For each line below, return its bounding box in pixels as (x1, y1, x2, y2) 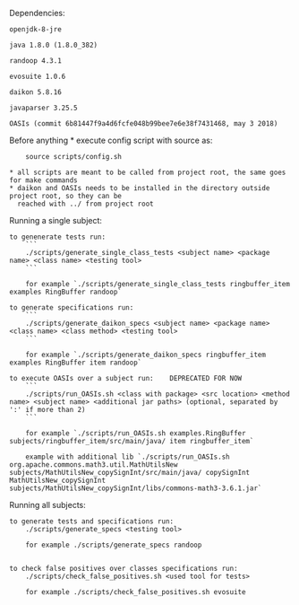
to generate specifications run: (9, 303, 134, 312)
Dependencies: (9, 8, 65, 18)
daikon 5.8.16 (9, 88, 63, 97)
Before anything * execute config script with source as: (9, 135, 213, 145)
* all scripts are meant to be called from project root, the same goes (9, 168, 286, 177)
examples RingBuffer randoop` (9, 287, 123, 296)
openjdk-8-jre (9, 25, 63, 34)
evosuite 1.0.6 (9, 72, 66, 81)
